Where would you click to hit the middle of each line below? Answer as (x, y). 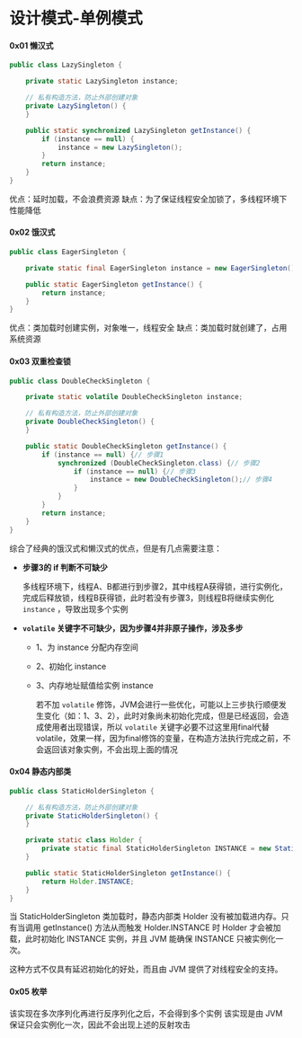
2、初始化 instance (71, 666)
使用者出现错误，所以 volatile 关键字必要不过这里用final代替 (156, 727)
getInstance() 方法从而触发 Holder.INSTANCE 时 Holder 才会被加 (162, 927)
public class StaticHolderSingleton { (82, 791)
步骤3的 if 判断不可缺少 (65, 567)
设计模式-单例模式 (76, 18)
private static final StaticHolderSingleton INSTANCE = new (156, 849)
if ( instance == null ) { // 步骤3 (134, 471)
